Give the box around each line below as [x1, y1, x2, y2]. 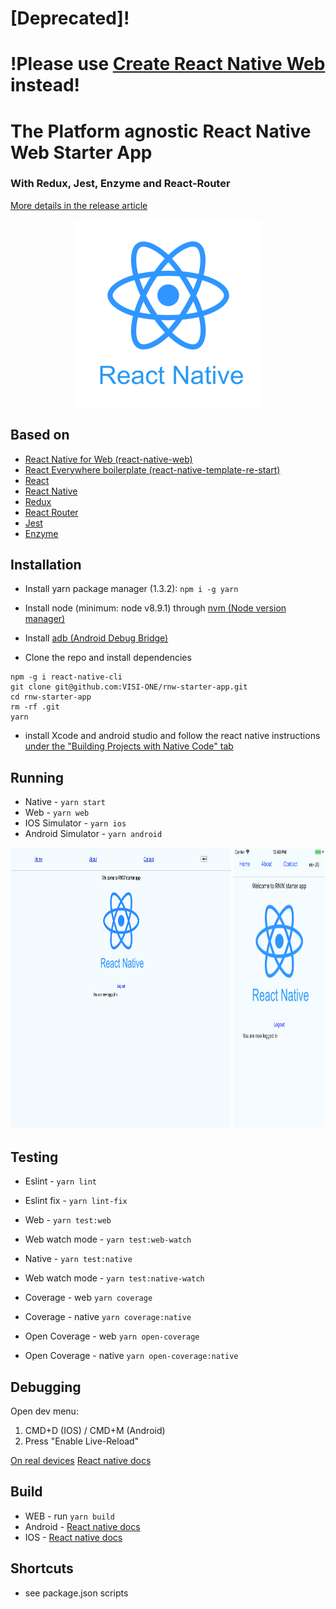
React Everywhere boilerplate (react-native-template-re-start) [24, 463, 281, 476]
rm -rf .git [10, 702, 60, 712]
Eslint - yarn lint [24, 1175, 97, 1187]
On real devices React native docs [10, 1454, 152, 1466]
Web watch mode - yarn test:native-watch [24, 1272, 205, 1284]
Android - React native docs [24, 1520, 141, 1532]
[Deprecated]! [10, 7, 130, 30]
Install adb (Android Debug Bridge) [24, 632, 169, 644]
